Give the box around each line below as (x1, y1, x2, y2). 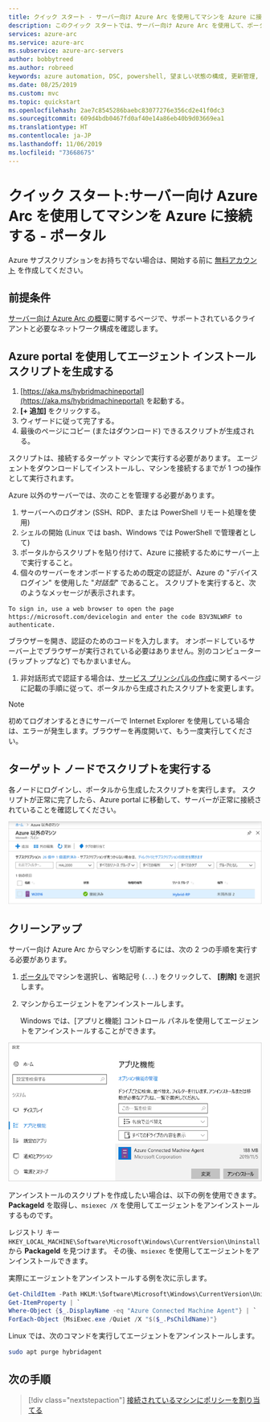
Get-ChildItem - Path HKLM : (8, 1290, 99, 1298)
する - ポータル (8, 227, 107, 245)
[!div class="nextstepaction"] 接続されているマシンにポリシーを (27, 1395, 239, 1404)
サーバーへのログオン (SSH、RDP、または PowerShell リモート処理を (19, 507, 249, 518)
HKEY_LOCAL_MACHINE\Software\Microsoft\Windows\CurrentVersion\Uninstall (8, 1238, 261, 1246)
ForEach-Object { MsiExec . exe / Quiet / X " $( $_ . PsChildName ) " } (8, 1315, 218, 1324)
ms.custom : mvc (8, 89, 59, 97)
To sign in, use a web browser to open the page (8, 605, 174, 613)
